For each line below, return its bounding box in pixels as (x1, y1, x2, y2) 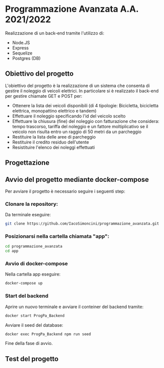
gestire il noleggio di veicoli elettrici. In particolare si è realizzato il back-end (5, 87, 159, 94)
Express (12, 45, 29, 51)
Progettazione (5, 159, 50, 167)
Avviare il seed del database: (5, 322, 63, 328)
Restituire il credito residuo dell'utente (12, 139, 89, 145)
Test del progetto (5, 355, 59, 363)
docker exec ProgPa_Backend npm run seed (5, 332, 91, 337)
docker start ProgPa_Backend (5, 313, 65, 318)
